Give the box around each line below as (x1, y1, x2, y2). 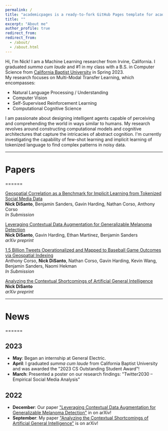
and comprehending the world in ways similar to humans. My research (5, 120, 150, 126)
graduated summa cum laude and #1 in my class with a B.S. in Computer (5, 64, 154, 70)
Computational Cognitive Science (12, 105, 81, 111)
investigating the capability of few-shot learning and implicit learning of (5, 136, 152, 142)
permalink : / (5, 7, 32, 13)
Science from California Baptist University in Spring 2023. (5, 69, 124, 75)
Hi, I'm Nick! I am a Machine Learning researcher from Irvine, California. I (5, 58, 155, 64)
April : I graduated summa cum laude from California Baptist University (12, 360, 158, 366)
